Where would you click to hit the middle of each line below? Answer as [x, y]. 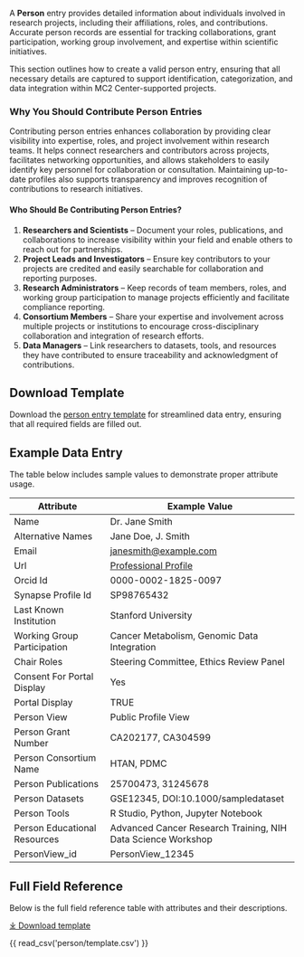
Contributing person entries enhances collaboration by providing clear [140, 131]
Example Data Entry [66, 453]
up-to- [276, 170]
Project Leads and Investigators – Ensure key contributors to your [146, 259]
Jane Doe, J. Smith [150, 536]
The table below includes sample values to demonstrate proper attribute [144, 475]
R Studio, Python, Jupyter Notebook [186, 813]
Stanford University [151, 616]
